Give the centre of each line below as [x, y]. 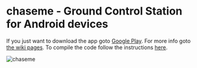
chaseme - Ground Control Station [95, 11]
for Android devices [57, 24]
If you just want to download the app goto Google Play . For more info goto [98, 41]
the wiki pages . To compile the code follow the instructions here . [87, 47]
